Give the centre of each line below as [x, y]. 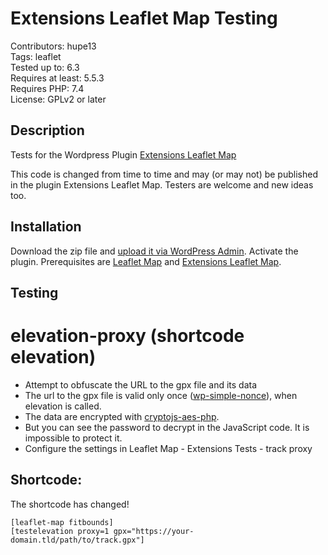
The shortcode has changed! [70, 504]
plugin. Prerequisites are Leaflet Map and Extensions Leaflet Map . [146, 261]
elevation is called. [63, 406]
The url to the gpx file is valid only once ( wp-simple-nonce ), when [161, 395]
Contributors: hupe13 [53, 46]
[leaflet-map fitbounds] [62, 522]
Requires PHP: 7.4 [47, 88]
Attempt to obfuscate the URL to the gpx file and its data [141, 384]
